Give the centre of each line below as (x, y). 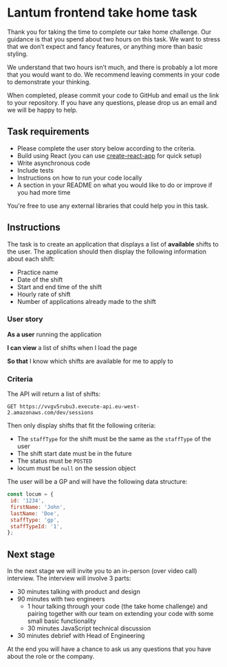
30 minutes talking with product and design (79, 592)
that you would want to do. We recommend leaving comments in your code (113, 75)
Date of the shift (40, 279)
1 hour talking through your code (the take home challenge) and (117, 606)
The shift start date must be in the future (74, 454)
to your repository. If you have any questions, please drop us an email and (112, 102)
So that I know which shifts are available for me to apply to (90, 361)
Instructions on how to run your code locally (79, 177)
